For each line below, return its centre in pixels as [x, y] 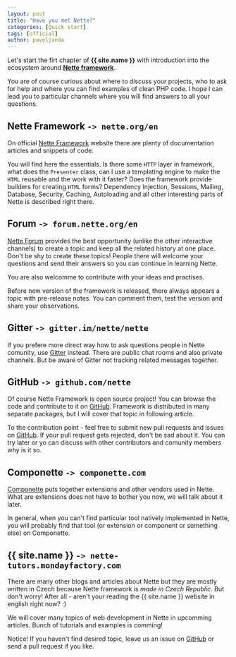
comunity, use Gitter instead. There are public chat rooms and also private [115, 352]
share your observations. [43, 306]
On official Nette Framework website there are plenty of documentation [111, 143]
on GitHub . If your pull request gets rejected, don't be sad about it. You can [116, 435]
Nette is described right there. [51, 201]
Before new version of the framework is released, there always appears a [114, 291]
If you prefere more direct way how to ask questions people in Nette [106, 345]
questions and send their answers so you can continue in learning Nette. [112, 263]
